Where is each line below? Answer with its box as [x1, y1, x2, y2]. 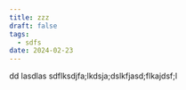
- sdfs [17, 37, 42, 47]
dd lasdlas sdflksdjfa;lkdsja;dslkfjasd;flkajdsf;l [9, 70, 178, 81]
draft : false [9, 21, 58, 30]
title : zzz [9, 12, 50, 22]
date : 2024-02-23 [9, 46, 74, 55]
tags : [9, 29, 29, 38]
